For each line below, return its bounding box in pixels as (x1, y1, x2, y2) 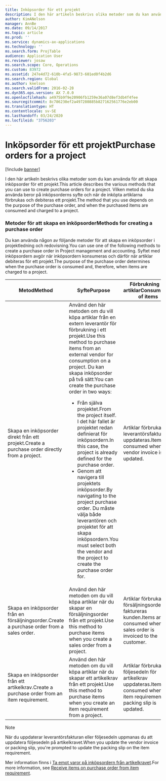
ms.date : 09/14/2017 (5, 26, 48, 31)
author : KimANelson (5, 16, 45, 21)
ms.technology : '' (5, 44, 43, 49)
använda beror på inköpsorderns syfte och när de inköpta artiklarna (5, 191, 143, 197)
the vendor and (77, 548, 113, 555)
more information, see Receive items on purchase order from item (5, 765, 139, 771)
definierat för (77, 430, 108, 437)
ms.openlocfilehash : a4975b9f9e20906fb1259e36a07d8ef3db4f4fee (5, 95, 138, 100)
